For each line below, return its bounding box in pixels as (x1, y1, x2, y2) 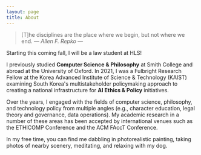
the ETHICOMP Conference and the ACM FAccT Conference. (6, 124, 159, 131)
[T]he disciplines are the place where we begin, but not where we (21, 31, 185, 38)
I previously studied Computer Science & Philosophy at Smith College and (6, 61, 193, 68)
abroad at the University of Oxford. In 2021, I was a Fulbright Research (6, 67, 182, 74)
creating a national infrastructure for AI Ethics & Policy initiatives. (6, 86, 170, 93)
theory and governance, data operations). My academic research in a (6, 111, 180, 118)
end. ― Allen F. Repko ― (21, 37, 84, 45)
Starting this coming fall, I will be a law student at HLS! (6, 49, 142, 56)
